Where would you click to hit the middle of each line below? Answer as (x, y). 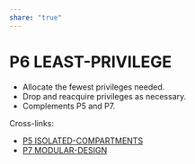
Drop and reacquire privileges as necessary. (104, 96)
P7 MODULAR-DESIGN (65, 150)
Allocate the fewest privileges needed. (93, 87)
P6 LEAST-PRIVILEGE (91, 61)
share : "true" (36, 17)
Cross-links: (32, 123)
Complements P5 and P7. (69, 106)
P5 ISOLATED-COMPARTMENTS (83, 141)
